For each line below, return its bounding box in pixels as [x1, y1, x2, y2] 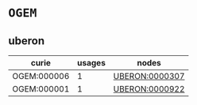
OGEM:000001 [12, 84, 70, 94]
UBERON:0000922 [113, 84, 185, 94]
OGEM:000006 [12, 71, 70, 81]
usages [76, 58, 106, 68]
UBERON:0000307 [113, 71, 185, 81]
